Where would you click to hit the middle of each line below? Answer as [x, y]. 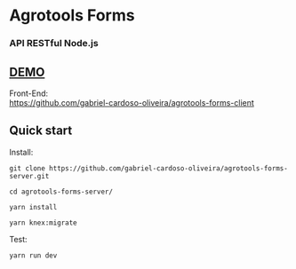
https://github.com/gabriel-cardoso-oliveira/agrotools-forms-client [132, 102]
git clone [28, 168]
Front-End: [29, 93]
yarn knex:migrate [43, 223]
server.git [29, 176]
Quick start [41, 131]
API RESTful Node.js [54, 44]
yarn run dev [33, 255]
